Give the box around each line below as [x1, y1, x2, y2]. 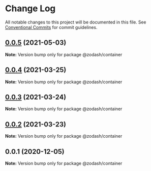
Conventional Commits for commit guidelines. [5, 24, 97, 30]
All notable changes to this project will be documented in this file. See [5, 19, 147, 25]
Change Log [5, 3, 56, 14]
